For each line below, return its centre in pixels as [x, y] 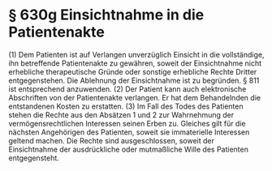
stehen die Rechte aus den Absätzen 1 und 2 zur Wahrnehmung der [121, 114]
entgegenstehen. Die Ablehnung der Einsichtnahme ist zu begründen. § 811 [134, 80]
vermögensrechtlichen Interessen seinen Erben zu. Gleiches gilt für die [127, 123]
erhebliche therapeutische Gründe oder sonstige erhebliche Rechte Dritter [133, 71]
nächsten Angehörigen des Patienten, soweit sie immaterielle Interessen [129, 132]
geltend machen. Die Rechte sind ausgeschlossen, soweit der [112, 140]
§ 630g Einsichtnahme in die [106, 15]
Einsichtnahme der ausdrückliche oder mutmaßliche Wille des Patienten [129, 149]
